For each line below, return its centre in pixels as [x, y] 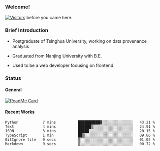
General [14, 90]
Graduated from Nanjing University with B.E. [57, 56]
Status [13, 78]
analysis [21, 46]
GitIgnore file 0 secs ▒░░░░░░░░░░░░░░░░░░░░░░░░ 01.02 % [80, 139]
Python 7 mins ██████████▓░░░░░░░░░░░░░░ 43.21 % [80, 122]
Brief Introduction [27, 30]
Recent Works [20, 112]
